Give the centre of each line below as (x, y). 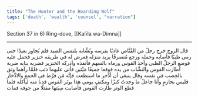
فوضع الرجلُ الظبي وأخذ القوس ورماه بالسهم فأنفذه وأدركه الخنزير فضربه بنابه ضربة (98, 63)
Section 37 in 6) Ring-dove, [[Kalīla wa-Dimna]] (64, 33)
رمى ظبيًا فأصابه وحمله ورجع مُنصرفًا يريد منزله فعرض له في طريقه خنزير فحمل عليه (99, 57)
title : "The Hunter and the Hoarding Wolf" (61, 11)
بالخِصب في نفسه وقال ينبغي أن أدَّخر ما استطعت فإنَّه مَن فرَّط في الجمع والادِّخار (95, 75)
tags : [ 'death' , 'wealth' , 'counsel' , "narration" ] (71, 17)
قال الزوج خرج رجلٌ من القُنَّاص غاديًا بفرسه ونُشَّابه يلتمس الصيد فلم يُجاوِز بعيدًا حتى (98, 50)
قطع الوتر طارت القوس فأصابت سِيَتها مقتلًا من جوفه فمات (71, 88)
